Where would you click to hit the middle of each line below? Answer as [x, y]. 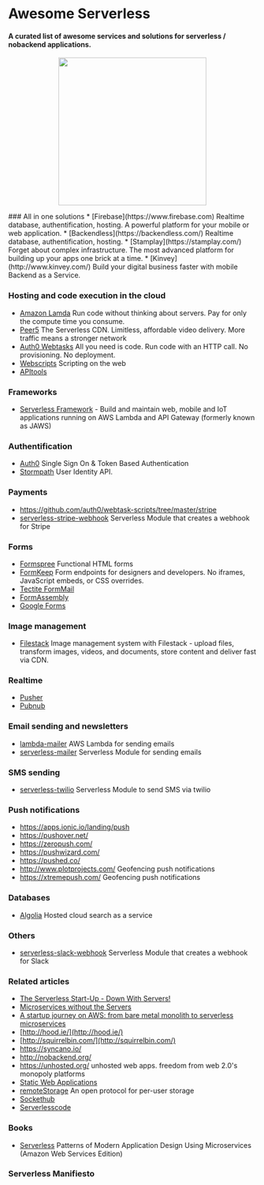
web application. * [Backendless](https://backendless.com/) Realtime [121, 233]
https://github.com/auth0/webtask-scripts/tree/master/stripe [118, 509]
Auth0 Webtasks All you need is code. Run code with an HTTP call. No [134, 346]
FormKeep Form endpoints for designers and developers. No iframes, [132, 572]
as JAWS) [35, 426]
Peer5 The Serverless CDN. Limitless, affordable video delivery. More [132, 330]
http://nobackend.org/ [56, 1057]
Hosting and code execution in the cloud [87, 296]
